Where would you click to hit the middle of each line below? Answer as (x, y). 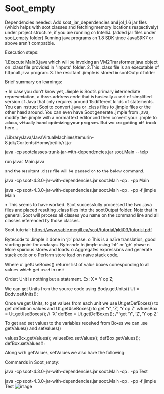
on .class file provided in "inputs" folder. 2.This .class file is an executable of (82, 67)
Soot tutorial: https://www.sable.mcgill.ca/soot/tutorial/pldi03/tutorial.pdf (79, 230)
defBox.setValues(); (25, 343)
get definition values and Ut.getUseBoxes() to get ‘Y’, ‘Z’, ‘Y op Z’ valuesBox (81, 308)
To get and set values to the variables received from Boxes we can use (76, 323)
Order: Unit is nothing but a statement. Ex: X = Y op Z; (59, 279)
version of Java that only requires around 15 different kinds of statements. (80, 101)
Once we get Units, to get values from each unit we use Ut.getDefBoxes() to (82, 303)
